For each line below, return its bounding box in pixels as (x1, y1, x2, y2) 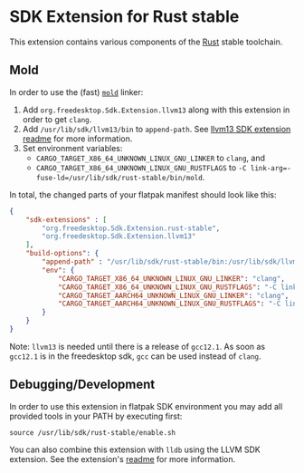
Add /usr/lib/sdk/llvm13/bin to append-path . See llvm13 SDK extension (22, 123, 291, 134)
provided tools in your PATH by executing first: (9, 410, 183, 421)
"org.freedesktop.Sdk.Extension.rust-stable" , (42, 224, 221, 233)
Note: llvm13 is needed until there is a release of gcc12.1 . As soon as (9, 341, 265, 352)
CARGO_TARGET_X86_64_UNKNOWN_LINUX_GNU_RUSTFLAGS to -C (35, 161, 247, 173)
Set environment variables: (22, 142, 123, 153)
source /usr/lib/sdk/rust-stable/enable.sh (9, 428, 176, 437)
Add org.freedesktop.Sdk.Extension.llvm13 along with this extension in (22, 104, 290, 115)
